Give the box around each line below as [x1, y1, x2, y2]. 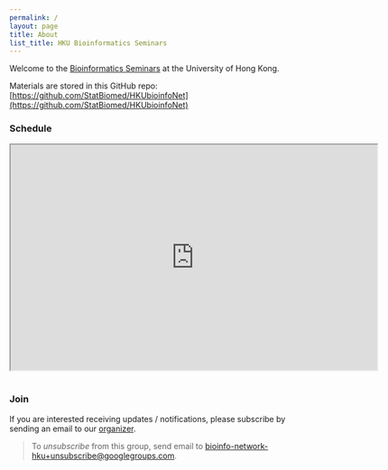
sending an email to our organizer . [9, 423, 137, 434]
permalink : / [9, 13, 59, 23]
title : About [9, 30, 59, 39]
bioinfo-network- [205, 440, 269, 451]
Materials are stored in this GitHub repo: [9, 80, 158, 91]
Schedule [9, 123, 52, 135]
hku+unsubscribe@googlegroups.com [31, 450, 175, 461]
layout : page [9, 22, 59, 31]
